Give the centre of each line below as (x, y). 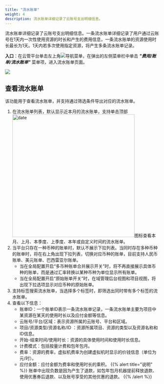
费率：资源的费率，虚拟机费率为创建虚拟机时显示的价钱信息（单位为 (88, 352)
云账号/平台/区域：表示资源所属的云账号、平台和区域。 (74, 322)
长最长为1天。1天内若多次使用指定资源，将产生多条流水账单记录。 (71, 46)
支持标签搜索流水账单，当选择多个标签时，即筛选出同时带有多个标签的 (83, 291)
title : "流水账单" (22, 10)
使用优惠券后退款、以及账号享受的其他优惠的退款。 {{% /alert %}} (86, 377)
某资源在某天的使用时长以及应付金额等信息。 (64, 315)
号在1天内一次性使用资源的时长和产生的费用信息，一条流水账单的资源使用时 (81, 39)
